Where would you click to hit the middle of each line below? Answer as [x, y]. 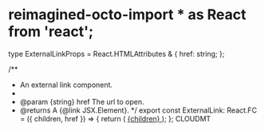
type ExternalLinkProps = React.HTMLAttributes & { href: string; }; [117, 54]
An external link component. [66, 85]
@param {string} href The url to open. [82, 101]
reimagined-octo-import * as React [127, 15]
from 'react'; [51, 32]
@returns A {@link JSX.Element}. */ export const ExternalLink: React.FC [138, 110]
